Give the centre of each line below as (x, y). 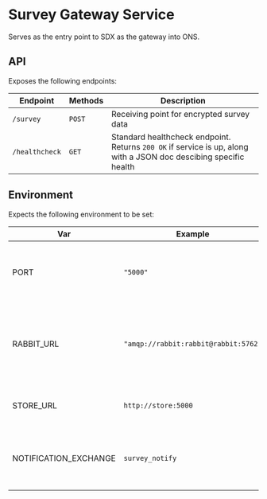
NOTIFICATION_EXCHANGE (64, 458)
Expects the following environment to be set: (81, 214)
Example (193, 234)
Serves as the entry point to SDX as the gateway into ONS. (104, 37)
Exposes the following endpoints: (63, 80)
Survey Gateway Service (91, 15)
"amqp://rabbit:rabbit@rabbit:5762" (193, 343)
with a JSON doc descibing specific (178, 157)
